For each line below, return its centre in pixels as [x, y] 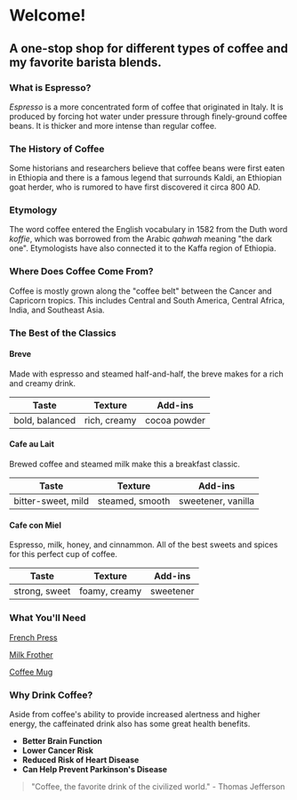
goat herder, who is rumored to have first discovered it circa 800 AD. [135, 187]
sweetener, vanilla [217, 501]
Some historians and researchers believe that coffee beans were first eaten [147, 168]
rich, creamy [110, 420]
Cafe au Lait [32, 444]
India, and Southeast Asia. [57, 310]
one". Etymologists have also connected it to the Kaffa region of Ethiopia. [143, 248]
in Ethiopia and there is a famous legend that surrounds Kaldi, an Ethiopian [145, 178]
